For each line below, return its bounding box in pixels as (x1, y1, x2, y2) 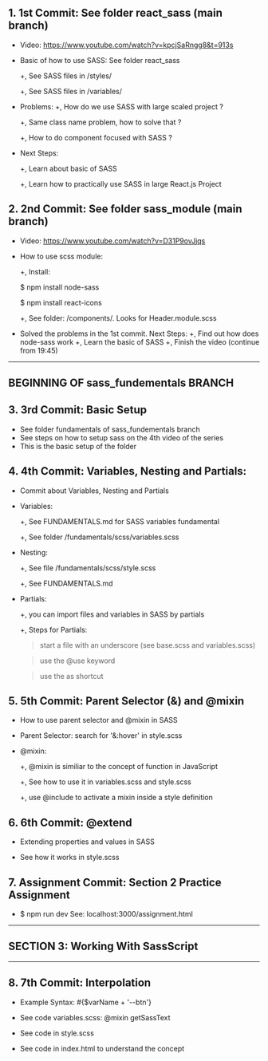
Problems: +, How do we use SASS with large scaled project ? (19, 101, 223, 111)
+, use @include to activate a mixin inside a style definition (19, 793, 214, 803)
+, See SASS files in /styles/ (19, 71, 112, 81)
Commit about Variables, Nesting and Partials (19, 486, 169, 495)
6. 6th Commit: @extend (8, 815, 133, 829)
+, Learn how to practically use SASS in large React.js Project (19, 179, 222, 188)
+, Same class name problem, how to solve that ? (19, 117, 182, 127)
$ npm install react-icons (19, 298, 102, 307)
